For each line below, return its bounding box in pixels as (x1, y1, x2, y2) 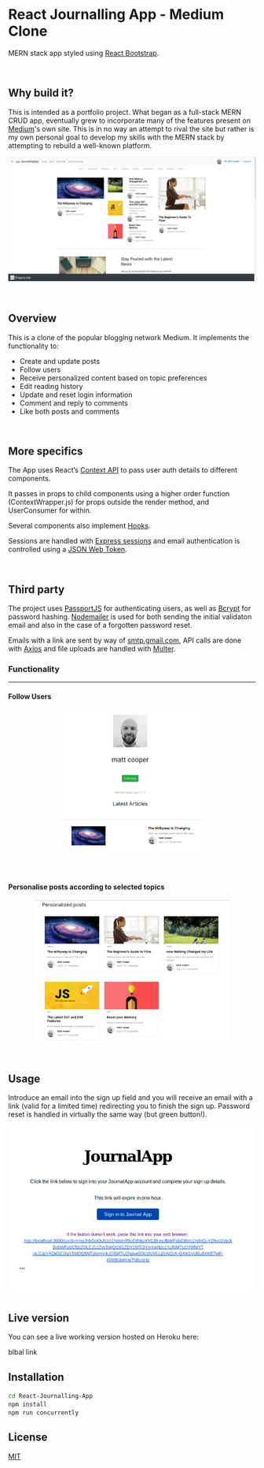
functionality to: (8, 341, 59, 350)
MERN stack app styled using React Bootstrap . (8, 48, 159, 57)
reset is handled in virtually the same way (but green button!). (8, 1110, 207, 1119)
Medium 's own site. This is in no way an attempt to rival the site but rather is (8, 124, 255, 133)
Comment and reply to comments (19, 398, 128, 407)
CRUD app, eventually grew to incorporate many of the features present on (8, 116, 251, 125)
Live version (8, 1311, 69, 1325)
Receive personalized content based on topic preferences (19, 373, 207, 383)
